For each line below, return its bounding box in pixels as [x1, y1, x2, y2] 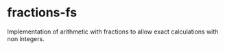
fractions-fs [7, 5, 78, 21]
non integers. [7, 34, 45, 42]
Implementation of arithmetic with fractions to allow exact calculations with [7, 27, 219, 36]
